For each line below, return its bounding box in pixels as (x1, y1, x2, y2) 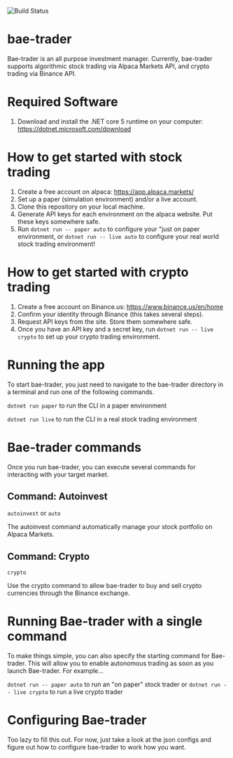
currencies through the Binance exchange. (7, 589, 130, 597)
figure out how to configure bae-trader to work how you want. (7, 743, 187, 752)
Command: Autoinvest (7, 490, 108, 502)
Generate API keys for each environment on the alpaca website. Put (17, 209, 213, 218)
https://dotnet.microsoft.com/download (17, 124, 132, 133)
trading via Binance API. (7, 69, 76, 77)
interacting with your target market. (7, 470, 109, 478)
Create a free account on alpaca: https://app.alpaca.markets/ (17, 187, 195, 196)
